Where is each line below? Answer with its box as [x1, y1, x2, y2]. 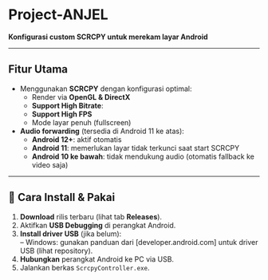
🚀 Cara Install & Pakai [8, 191, 116, 204]
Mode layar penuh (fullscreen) [31, 117, 132, 127]
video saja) [31, 160, 69, 169]
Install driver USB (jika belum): [19, 229, 122, 239]
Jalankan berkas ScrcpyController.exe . [19, 262, 150, 272]
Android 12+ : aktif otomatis [31, 134, 122, 144]
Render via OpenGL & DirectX [31, 92, 131, 101]
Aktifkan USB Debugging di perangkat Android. [19, 220, 176, 230]
